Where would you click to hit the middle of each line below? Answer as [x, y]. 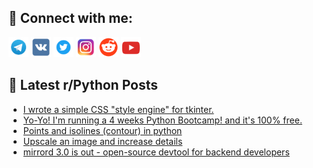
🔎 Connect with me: [70, 18]
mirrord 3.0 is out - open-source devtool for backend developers [156, 152]
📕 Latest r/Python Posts [83, 85]
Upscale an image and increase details [102, 141]
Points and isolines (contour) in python [102, 130]
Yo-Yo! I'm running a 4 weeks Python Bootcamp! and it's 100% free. [162, 120]
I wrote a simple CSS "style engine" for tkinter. [118, 109]
